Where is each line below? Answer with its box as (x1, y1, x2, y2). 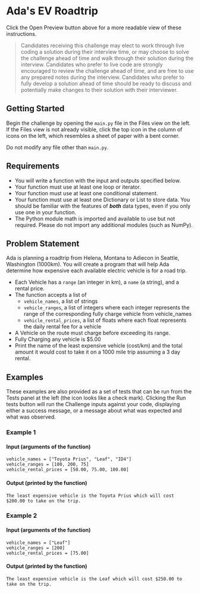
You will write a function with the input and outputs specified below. (14, 177, 181, 184)
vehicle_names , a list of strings (23, 297, 98, 305)
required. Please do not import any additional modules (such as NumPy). (14, 221, 193, 228)
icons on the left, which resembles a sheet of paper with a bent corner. (6, 132, 180, 139)
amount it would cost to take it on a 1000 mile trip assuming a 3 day (14, 348, 180, 356)
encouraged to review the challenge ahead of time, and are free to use (20, 67, 194, 74)
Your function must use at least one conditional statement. (14, 189, 158, 196)
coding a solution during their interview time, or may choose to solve (20, 48, 189, 55)
